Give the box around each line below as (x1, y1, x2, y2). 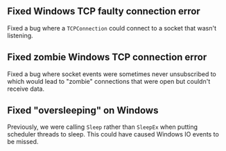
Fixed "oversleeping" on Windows (7, 105, 159, 116)
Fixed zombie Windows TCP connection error (7, 51, 207, 63)
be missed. (7, 138, 39, 146)
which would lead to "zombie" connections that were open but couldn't (7, 77, 211, 85)
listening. (7, 31, 33, 39)
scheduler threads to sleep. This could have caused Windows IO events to (7, 130, 220, 139)
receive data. (7, 85, 45, 93)
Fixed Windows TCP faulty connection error (7, 6, 201, 17)
